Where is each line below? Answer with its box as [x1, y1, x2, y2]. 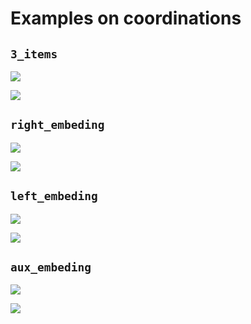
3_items [10, 47, 58, 61]
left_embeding [10, 189, 98, 204]
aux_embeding [10, 260, 92, 275]
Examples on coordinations [10, 7, 242, 30]
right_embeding [10, 118, 105, 132]
